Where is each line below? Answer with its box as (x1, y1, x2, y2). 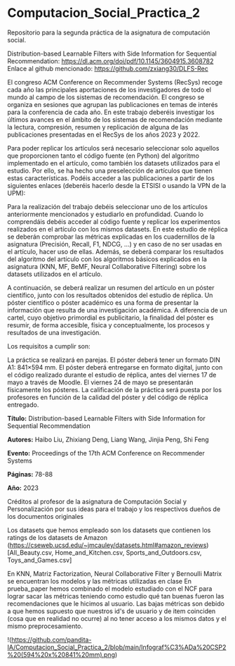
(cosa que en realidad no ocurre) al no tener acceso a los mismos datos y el (7, 614, 227, 622)
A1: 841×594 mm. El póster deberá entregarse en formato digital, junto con (7, 363, 223, 371)
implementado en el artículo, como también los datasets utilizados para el (7, 158, 220, 167)
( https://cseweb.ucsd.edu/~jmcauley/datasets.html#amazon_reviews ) (7, 541, 209, 549)
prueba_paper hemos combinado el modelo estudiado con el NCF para (7, 584, 213, 593)
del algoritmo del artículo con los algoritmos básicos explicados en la (7, 255, 207, 263)
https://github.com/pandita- (11, 635, 92, 643)
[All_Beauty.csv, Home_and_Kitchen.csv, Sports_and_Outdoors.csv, (7, 548, 202, 557)
